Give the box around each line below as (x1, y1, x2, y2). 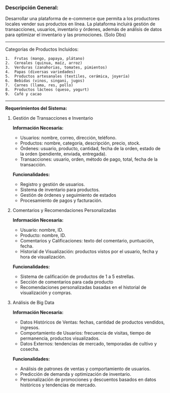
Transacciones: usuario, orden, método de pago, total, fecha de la (20, 156, 158, 162)
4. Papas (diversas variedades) (5, 69, 76, 75)
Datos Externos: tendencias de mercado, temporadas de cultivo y (20, 341, 157, 347)
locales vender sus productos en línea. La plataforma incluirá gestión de (5, 21, 156, 27)
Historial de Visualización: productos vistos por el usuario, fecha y (20, 248, 158, 255)
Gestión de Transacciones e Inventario (12, 115, 94, 121)
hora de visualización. (20, 254, 66, 260)
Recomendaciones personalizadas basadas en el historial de (20, 284, 147, 291)
